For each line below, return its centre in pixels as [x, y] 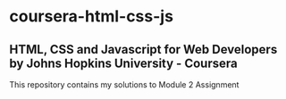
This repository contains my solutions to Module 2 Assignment [124, 85]
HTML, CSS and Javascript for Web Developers [143, 49]
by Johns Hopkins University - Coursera [124, 63]
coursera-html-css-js [92, 16]
